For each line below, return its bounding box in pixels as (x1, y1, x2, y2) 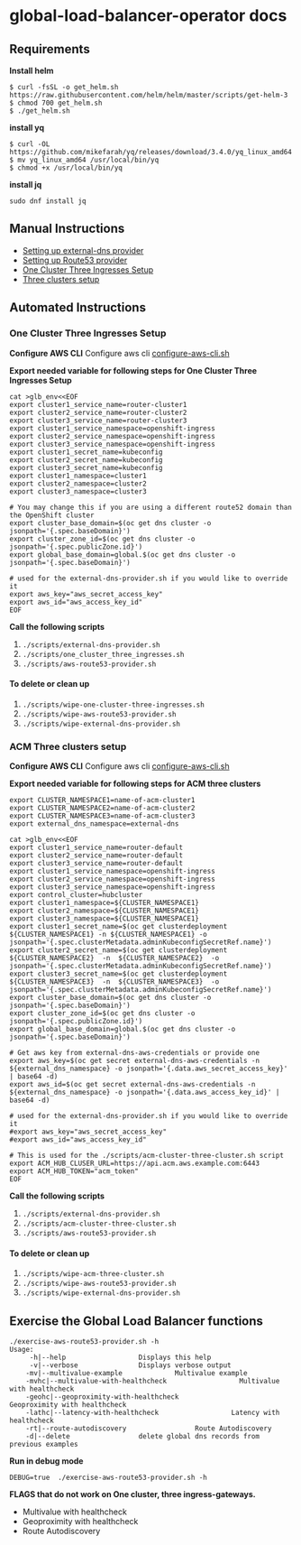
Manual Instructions (9, 221, 125, 236)
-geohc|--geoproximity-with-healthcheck (25, 1392, 179, 1402)
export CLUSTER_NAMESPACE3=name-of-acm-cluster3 (9, 811, 196, 820)
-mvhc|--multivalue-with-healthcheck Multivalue (25, 1377, 280, 1386)
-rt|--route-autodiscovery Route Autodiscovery (25, 1424, 272, 1433)
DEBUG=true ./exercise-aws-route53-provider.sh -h (9, 1473, 207, 1483)
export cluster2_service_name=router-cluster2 (9, 408, 187, 417)
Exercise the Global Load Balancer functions (9, 1313, 264, 1328)
